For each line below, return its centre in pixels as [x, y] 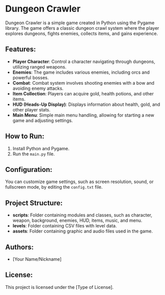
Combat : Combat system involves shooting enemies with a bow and [84, 83]
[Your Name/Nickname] [37, 259]
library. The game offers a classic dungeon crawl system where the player [82, 28]
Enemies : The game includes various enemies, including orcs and [81, 72]
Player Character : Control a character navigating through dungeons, [84, 62]
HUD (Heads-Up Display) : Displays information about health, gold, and [86, 104]
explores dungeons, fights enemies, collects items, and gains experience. [81, 33]
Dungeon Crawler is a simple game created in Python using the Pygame [80, 23]
